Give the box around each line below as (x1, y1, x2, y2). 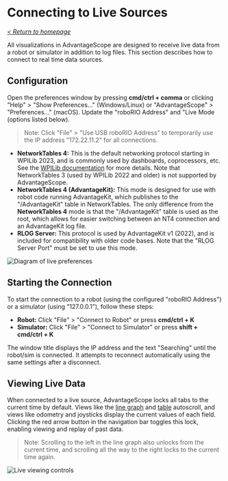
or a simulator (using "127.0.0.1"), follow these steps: (7, 302, 154, 310)
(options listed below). (7, 115, 71, 123)
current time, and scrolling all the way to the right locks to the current (23, 445, 220, 454)
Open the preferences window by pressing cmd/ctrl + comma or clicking (7, 93, 214, 101)
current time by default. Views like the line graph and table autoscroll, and (7, 403, 216, 412)
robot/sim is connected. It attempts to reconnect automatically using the (7, 351, 211, 359)
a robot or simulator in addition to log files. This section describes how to (7, 48, 213, 56)
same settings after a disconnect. (7, 358, 101, 366)
